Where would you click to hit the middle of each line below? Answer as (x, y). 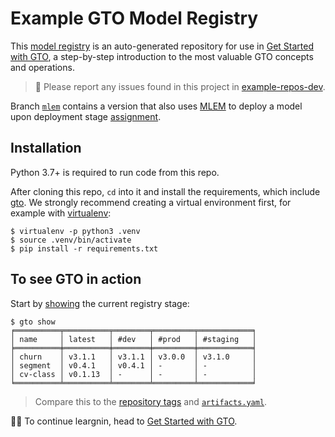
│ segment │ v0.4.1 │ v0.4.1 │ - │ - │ (133, 365)
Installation (46, 148)
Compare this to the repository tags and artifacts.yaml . (151, 401)
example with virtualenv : (61, 213)
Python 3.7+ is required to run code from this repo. (115, 172)
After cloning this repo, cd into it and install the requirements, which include (165, 191)
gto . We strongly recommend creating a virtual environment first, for (151, 202)
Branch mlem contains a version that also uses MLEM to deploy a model (156, 106)
